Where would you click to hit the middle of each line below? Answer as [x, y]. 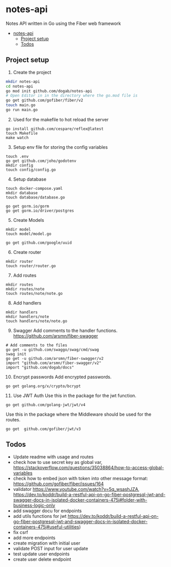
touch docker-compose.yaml [34, 188]
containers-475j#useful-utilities [46, 527]
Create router [27, 252]
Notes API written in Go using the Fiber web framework [63, 23]
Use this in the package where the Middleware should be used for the [79, 414]
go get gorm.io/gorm [28, 206]
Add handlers [27, 303]
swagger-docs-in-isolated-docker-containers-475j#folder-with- [80, 500]
